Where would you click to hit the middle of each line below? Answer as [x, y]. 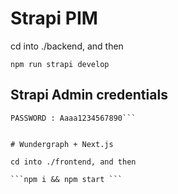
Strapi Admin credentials [89, 95]
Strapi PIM [54, 18]
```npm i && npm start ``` [66, 179]
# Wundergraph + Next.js [62, 144]
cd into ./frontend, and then [73, 162]
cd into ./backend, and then [67, 46]
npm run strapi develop [60, 64]
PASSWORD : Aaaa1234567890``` [73, 118]
